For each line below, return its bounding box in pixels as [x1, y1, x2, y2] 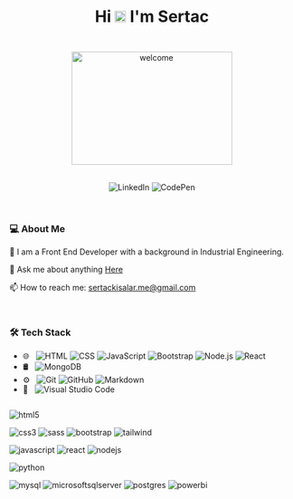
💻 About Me [9, 223, 66, 235]
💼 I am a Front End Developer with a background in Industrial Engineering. [9, 246, 285, 257]
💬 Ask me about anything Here [9, 264, 124, 275]
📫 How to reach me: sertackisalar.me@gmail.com [9, 283, 196, 293]
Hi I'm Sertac [94, 6, 210, 27]
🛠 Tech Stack [9, 326, 71, 339]
